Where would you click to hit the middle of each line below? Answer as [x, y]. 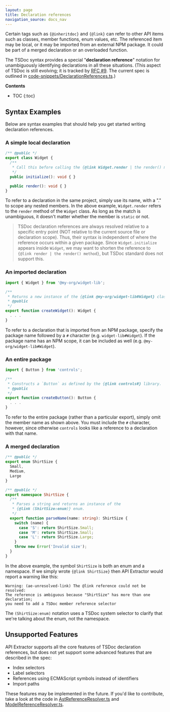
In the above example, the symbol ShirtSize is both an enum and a [75, 566]
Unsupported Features [42, 634]
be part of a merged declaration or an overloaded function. [67, 50]
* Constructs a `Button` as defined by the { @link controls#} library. [84, 384]
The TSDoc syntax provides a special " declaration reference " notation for [83, 60]
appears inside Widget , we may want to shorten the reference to [84, 248]
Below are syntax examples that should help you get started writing [75, 124]
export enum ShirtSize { [31, 462]
